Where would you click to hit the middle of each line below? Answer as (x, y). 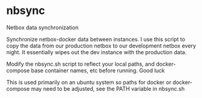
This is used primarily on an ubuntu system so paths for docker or (89, 82)
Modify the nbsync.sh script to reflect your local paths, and (81, 64)
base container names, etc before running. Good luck (98, 70)
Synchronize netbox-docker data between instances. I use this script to (96, 39)
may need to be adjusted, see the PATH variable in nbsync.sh (108, 88)
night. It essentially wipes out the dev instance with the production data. (96, 52)
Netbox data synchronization (43, 27)
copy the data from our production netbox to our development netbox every (101, 46)
